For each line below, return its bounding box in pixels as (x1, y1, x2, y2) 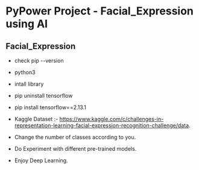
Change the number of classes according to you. (14, 134, 136, 140)
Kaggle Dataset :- (14, 116, 58, 122)
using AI (5, 17, 48, 31)
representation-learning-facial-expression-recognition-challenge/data (14, 122, 189, 129)
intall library (14, 80, 44, 87)
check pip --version (14, 57, 64, 64)
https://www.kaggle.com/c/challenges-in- (59, 116, 164, 122)
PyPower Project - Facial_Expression (5, 4, 194, 18)
